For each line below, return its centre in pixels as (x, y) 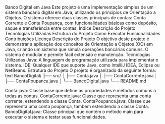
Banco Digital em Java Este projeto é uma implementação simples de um (79, 7)
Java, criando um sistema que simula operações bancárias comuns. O (77, 49)
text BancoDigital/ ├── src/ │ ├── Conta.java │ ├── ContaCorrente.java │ (81, 76)
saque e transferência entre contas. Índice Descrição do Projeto (70, 28)
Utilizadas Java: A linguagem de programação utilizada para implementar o (82, 60)
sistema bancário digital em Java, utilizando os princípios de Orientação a (81, 12)
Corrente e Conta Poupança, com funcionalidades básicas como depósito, (81, 23)
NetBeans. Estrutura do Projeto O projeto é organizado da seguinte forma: (81, 70)
